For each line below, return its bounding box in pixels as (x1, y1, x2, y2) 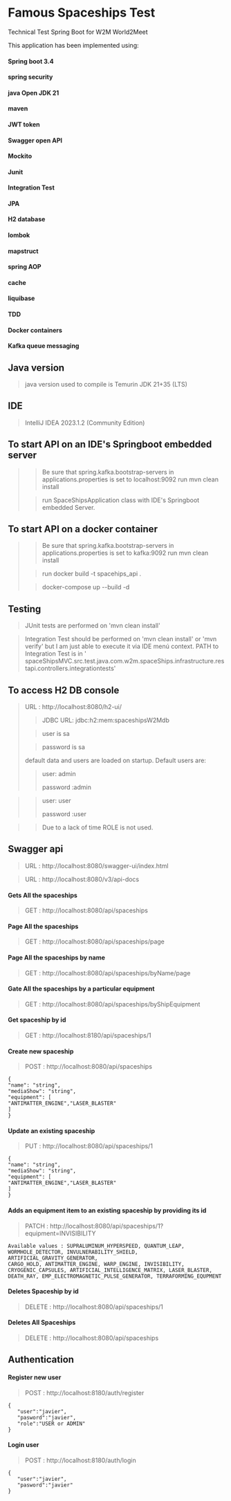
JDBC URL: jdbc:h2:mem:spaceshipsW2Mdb (41, 716, 170, 724)
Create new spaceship (8, 1047, 74, 1056)
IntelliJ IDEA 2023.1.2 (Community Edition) (24, 418, 145, 427)
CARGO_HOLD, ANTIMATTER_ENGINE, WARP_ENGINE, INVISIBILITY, (8, 1260, 185, 1267)
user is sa (41, 730, 70, 738)
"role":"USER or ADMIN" (17, 1420, 86, 1427)
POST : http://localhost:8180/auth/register (24, 1388, 145, 1397)
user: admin (41, 770, 77, 778)
